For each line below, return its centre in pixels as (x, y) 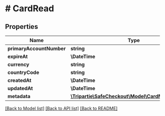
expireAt (18, 57)
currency (18, 64)
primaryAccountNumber (37, 48)
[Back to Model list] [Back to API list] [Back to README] (61, 108)
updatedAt (20, 88)
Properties (22, 27)
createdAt (20, 80)
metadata (19, 96)
